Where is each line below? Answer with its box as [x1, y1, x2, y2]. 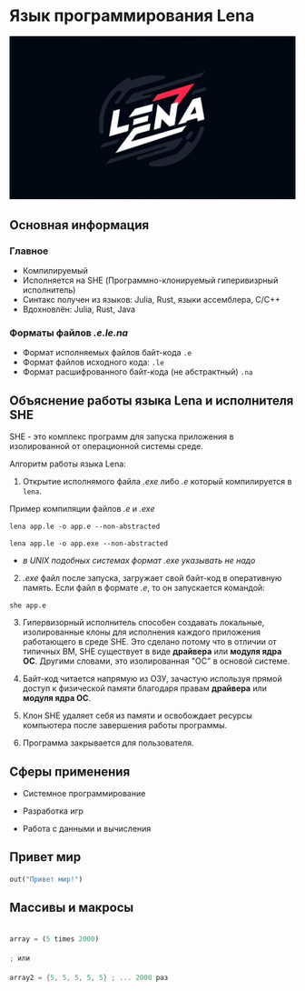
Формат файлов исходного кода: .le [22, 356, 165, 368]
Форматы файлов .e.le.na [9, 326, 129, 339]
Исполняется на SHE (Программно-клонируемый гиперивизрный [22, 275, 279, 286]
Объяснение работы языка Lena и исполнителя [9, 393, 294, 408]
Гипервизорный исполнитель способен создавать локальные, [22, 617, 265, 628]
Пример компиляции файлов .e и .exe [9, 504, 155, 515]
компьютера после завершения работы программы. [22, 720, 228, 731]
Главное [9, 245, 49, 257]
